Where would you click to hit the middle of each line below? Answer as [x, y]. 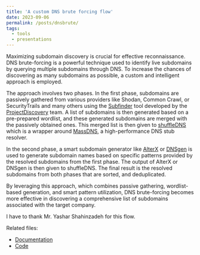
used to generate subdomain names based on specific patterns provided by [99, 155]
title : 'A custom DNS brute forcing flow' [60, 12]
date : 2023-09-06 [28, 17]
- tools [21, 34]
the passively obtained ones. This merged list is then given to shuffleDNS [96, 125]
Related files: [22, 228]
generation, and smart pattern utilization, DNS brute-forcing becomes [108, 192]
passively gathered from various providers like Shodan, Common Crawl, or [98, 99]
